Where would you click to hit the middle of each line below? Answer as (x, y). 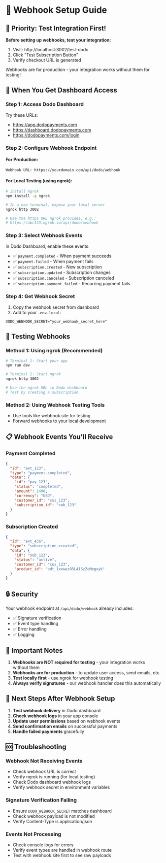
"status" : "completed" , (39, 487)
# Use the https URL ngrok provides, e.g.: (51, 218)
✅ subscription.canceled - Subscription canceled (63, 278)
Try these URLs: (22, 115)
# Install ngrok (22, 192)
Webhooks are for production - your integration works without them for (78, 69)
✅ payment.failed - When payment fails (53, 261)
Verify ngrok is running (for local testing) (54, 777)
